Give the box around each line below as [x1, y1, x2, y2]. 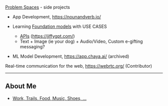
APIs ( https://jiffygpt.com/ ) [19, 33, 75, 39]
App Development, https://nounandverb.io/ [12, 14, 101, 19]
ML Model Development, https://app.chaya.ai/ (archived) [12, 53, 129, 59]
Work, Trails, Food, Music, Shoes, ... [12, 95, 86, 101]
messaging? [19, 44, 45, 49]
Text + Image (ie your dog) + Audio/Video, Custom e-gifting [19, 38, 143, 44]
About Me [5, 82, 36, 91]
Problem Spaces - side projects [5, 4, 70, 10]
